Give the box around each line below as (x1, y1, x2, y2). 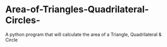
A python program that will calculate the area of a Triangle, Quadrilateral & (5, 31, 162, 37)
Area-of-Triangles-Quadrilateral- (5, 4, 149, 15)
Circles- (5, 14, 40, 26)
